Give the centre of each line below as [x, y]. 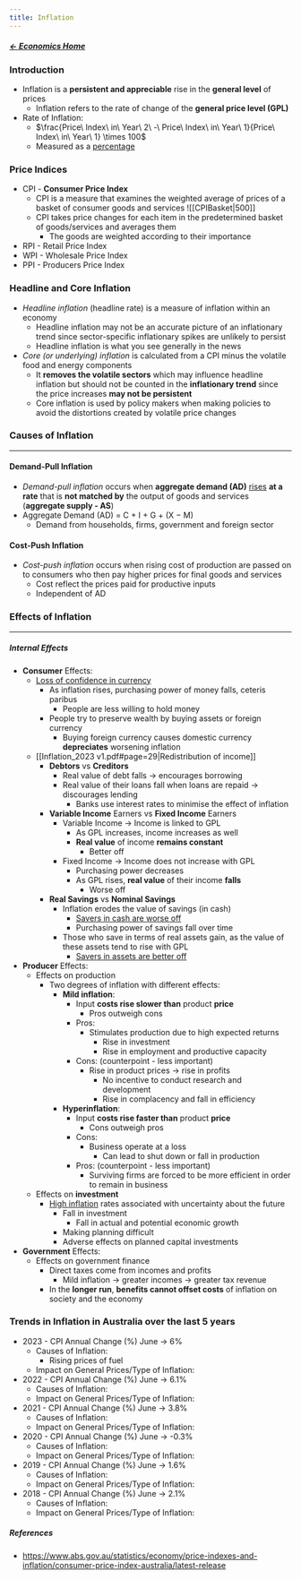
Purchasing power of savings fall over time [155, 927]
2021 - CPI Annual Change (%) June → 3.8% [105, 1408]
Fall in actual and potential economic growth [157, 1223]
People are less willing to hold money [131, 708]
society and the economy [96, 1299]
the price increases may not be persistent [114, 393]
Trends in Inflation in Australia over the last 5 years [122, 1322]
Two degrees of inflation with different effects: [135, 984]
